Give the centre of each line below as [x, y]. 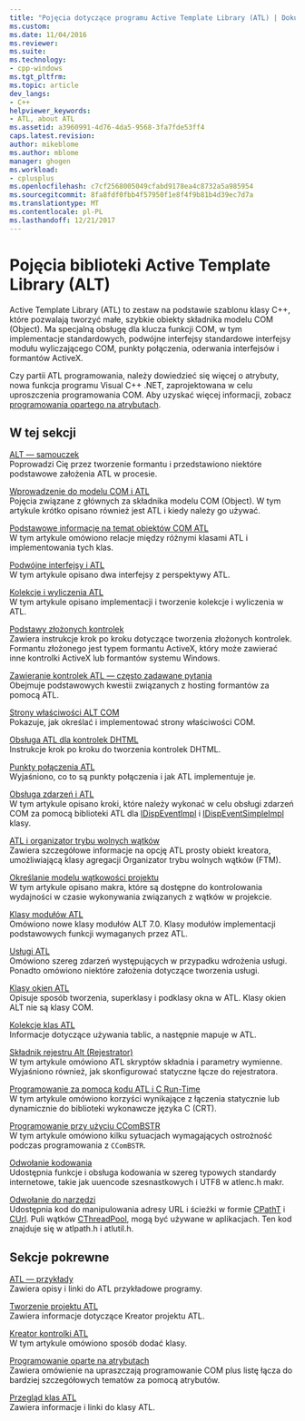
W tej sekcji [43, 432]
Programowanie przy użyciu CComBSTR [85, 1126]
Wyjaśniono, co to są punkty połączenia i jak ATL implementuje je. [133, 777]
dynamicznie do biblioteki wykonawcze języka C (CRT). [113, 1109]
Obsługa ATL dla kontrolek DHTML [74, 740]
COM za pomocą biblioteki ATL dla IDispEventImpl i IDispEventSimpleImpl [147, 814]
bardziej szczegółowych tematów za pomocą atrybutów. [115, 1380]
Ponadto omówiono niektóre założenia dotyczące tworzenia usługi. [135, 971]
